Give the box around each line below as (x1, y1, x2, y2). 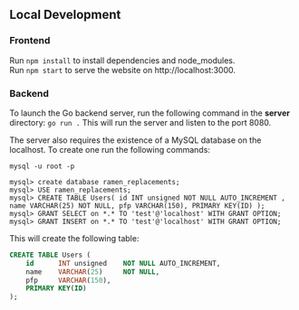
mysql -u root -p (9, 162, 75, 171)
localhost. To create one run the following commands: (9, 144, 211, 155)
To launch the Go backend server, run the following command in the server (9, 108, 290, 118)
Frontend (9, 34, 51, 47)
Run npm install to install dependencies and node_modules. (9, 54, 236, 66)
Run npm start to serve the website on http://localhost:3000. (9, 64, 236, 75)
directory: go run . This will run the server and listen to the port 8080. (9, 117, 272, 127)
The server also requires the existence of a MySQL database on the (9, 135, 262, 146)
